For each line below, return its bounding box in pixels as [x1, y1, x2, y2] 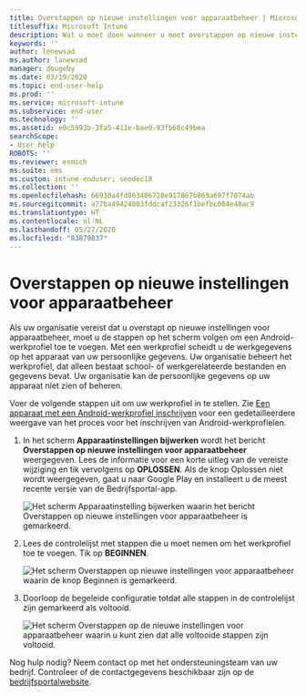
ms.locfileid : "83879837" [9, 233, 107, 242]
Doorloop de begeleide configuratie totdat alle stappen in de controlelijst [22, 593, 295, 604]
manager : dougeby [9, 65, 76, 74]
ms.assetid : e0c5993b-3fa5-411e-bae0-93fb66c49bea [9, 124, 206, 133]
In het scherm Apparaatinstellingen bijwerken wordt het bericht [22, 435, 266, 446]
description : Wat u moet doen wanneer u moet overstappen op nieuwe [9, 30, 275, 39]
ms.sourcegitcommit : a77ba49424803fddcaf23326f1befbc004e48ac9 [9, 200, 255, 210]
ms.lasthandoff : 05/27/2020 [9, 225, 117, 234]
